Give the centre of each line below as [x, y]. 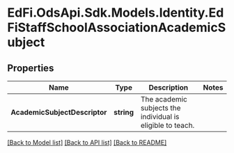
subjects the [161, 108]
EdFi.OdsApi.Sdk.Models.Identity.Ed [116, 13]
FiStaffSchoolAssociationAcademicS [117, 27]
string [124, 112]
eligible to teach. [167, 125]
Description [169, 87]
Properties [31, 68]
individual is [160, 116]
